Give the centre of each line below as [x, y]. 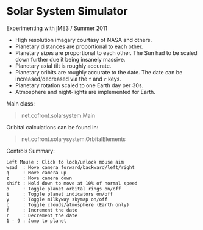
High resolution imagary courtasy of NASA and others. [84, 40]
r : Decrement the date [42, 215]
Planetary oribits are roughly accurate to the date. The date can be [99, 72]
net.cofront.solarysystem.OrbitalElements [73, 139]
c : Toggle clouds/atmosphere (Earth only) [68, 205]
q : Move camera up [37, 173]
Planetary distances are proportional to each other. [79, 46]
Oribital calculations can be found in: [52, 127]
